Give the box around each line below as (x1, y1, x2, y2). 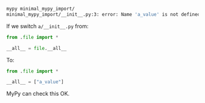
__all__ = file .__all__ (6, 45, 67, 51)
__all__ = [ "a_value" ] (6, 79, 64, 85)
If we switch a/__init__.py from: (6, 22, 89, 30)
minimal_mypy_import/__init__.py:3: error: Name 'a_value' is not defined (6, 11, 201, 18)
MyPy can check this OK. (6, 90, 70, 98)
